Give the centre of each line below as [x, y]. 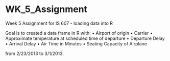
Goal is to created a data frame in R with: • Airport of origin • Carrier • [79, 33]
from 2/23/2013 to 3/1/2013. [34, 53]
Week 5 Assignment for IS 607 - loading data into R [59, 23]
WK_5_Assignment [46, 9]
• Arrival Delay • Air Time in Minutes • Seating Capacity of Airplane [76, 43]
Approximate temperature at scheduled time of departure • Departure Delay [85, 38]
